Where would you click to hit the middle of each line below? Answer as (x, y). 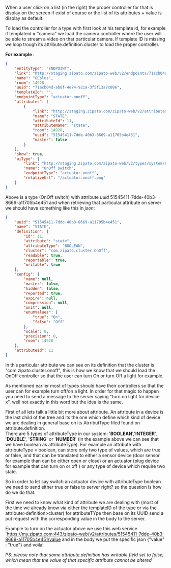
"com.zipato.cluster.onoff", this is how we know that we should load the (80, 370)
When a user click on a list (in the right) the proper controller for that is (79, 7)
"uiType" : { (27, 159)
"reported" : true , (43, 293)
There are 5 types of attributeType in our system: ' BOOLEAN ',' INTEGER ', (81, 434)
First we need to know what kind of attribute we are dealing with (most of (82, 502)
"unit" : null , (38, 308)
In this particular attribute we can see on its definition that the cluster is (80, 365)
